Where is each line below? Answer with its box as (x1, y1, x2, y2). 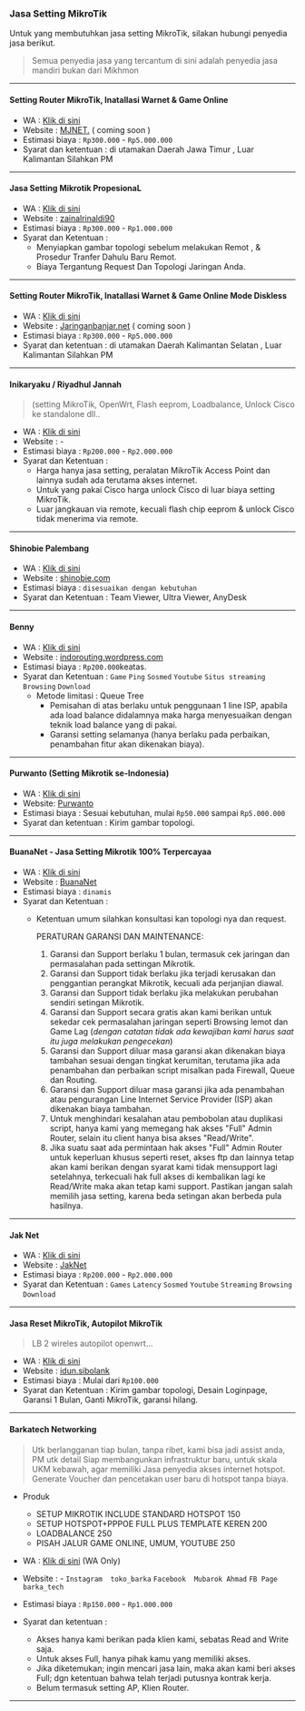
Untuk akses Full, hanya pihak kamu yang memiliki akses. (35, 1653, 251, 1664)
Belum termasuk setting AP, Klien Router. (35, 1682, 190, 1693)
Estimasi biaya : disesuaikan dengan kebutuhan (22, 582, 198, 594)
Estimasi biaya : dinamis (22, 886, 112, 897)
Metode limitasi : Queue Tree (35, 690, 144, 701)
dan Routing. (49, 1074, 98, 1085)
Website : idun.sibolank (22, 1365, 111, 1377)
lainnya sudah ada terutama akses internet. (35, 474, 198, 485)
